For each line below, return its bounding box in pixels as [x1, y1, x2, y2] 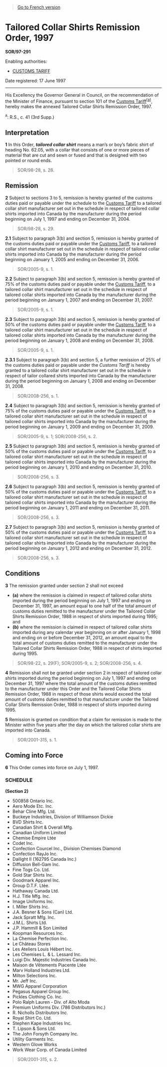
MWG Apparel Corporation [12, 983, 67, 989]
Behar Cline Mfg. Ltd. [12, 808, 56, 814]
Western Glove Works [12, 1041, 57, 1047]
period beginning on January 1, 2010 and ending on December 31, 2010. [5, 464, 153, 470]
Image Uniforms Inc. [12, 898, 54, 904]
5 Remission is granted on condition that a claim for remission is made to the [5, 716, 162, 722]
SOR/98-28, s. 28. [17, 167, 55, 173]
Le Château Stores [12, 940, 51, 946]
